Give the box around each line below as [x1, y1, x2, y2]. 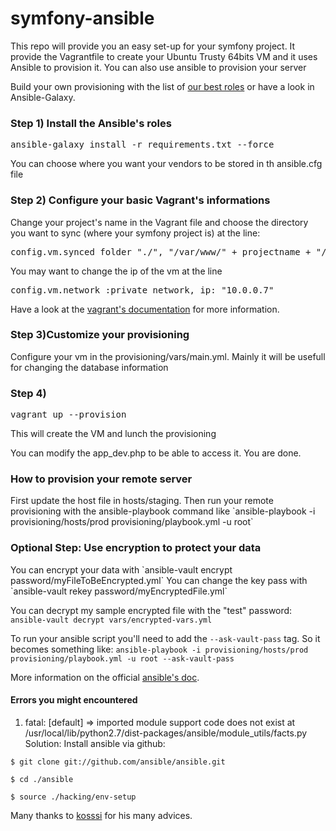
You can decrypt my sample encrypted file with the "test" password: [10, 604, 293, 616]
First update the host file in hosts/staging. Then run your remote [10, 495, 274, 507]
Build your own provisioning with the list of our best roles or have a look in [10, 80, 315, 92]
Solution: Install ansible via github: [24, 737, 166, 749]
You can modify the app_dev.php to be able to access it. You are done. [10, 447, 302, 459]
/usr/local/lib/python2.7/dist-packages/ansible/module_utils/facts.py [24, 727, 308, 739]
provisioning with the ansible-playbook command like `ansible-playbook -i [10, 505, 316, 517]
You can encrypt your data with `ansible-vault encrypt [10, 563, 233, 576]
